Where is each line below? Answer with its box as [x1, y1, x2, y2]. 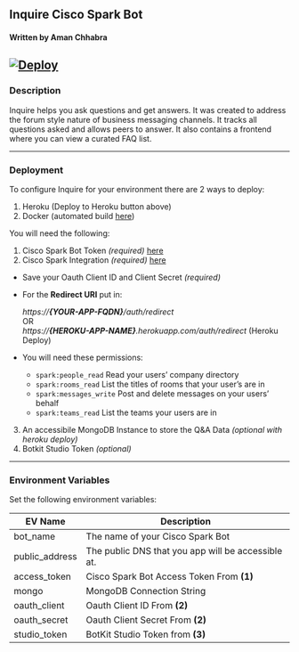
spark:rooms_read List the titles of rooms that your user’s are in [35, 379, 265, 389]
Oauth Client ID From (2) [85, 599, 189, 612]
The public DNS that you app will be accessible [85, 545, 283, 558]
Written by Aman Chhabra [9, 31, 109, 43]
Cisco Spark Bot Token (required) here [21, 245, 164, 256]
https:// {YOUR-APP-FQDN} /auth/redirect [21, 306, 174, 317]
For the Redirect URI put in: [21, 289, 123, 299]
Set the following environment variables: [9, 494, 158, 505]
